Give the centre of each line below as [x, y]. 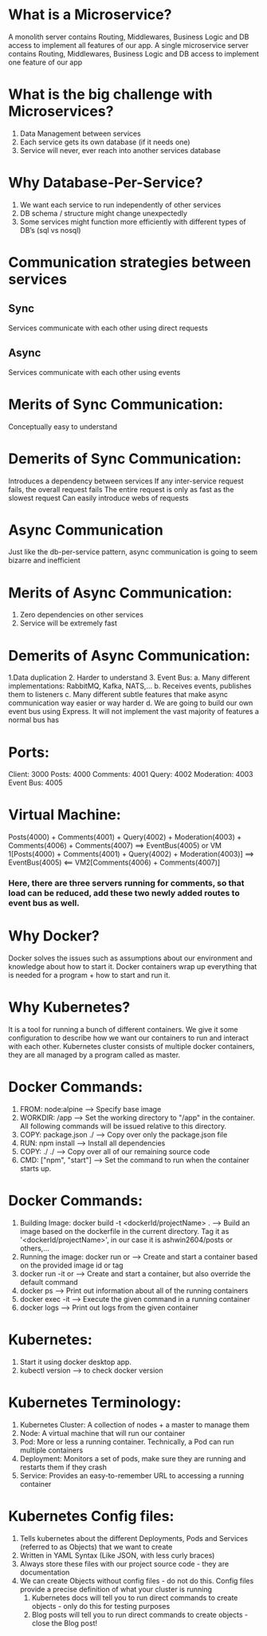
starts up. [35, 1168]
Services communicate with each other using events [94, 372]
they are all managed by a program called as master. [94, 1055]
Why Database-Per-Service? [106, 183]
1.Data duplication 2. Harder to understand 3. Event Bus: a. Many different [129, 678]
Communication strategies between [130, 262]
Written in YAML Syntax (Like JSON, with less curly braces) [117, 1555]
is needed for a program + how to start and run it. [89, 976]
